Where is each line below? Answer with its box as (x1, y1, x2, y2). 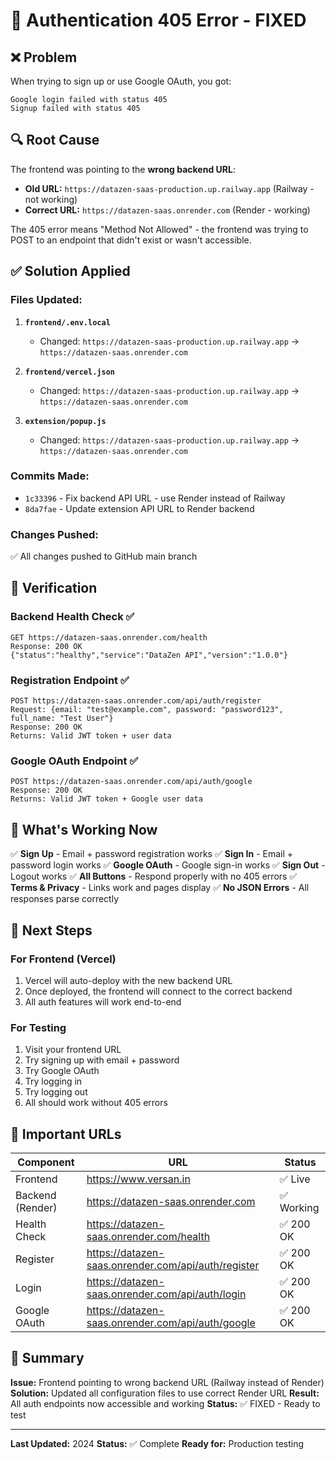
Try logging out (24, 1086, 88, 1098)
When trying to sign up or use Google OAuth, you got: (10, 75, 232, 87)
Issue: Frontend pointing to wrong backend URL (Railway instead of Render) (10, 1376, 325, 1388)
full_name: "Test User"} (10, 714, 114, 724)
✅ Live (279, 1172, 311, 1186)
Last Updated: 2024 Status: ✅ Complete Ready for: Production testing (10, 1437, 305, 1449)
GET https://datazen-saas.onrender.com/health (10, 632, 208, 643)
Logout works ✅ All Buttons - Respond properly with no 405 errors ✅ (10, 870, 298, 883)
